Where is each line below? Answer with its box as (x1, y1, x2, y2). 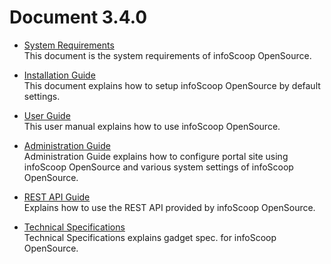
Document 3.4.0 (9, 6, 148, 29)
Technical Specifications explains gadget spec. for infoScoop (23, 231, 277, 243)
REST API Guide (23, 191, 91, 203)
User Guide (23, 109, 71, 121)
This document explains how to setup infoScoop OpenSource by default (23, 79, 321, 91)
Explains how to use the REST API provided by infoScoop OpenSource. (23, 201, 316, 213)
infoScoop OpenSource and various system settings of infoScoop (23, 161, 294, 173)
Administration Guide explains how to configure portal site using (23, 150, 289, 162)
